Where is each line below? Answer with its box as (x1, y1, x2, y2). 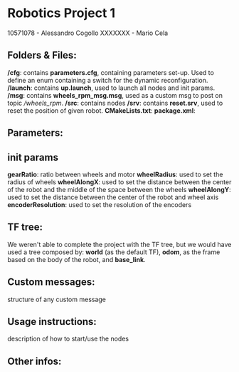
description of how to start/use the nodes (7, 334, 129, 343)
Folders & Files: (7, 49, 77, 61)
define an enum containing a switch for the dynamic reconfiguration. (7, 76, 208, 84)
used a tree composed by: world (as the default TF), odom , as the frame (7, 248, 221, 256)
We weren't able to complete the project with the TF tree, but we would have (7, 240, 232, 248)
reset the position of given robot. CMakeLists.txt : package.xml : (7, 106, 196, 115)
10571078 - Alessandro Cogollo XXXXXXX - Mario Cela (7, 29, 169, 37)
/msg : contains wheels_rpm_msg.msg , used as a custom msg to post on (7, 91, 223, 99)
